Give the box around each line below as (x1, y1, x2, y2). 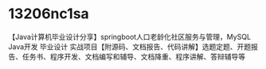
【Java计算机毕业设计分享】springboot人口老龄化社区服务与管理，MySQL (8, 32, 252, 41)
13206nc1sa (8, 5, 89, 23)
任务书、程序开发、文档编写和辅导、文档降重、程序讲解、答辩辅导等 (22, 52, 245, 61)
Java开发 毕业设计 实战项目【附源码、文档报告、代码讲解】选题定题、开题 (8, 41, 252, 52)
